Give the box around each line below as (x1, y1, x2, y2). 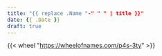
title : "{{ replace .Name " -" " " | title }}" (7, 10, 144, 17)
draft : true (7, 23, 42, 29)
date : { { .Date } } (7, 16, 60, 23)
